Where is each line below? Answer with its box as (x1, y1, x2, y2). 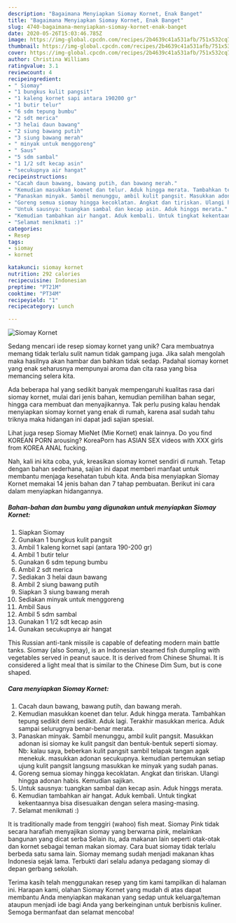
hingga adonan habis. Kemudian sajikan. (18, 777, 135, 785)
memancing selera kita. (8, 372, 76, 381)
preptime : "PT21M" (8, 283, 62, 291)
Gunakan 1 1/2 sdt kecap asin (18, 617, 102, 626)
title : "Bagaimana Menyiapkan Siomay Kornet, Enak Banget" (8, 17, 184, 24)
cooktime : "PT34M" (8, 290, 62, 297)
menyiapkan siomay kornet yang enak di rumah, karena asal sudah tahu (8, 408, 215, 416)
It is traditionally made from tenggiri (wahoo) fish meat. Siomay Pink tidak (8, 820, 220, 828)
